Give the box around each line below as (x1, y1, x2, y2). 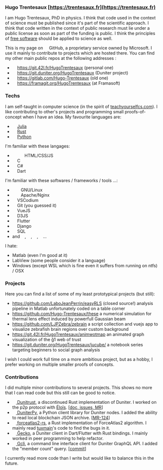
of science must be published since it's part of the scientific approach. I (5, 20, 149, 26)
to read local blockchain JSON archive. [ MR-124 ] (12, 415, 110, 421)
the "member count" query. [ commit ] (12, 446, 87, 452)
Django (17, 223, 32, 229)
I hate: (5, 243, 18, 249)
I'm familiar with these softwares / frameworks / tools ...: (5, 177, 118, 183)
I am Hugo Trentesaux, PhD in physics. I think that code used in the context (5, 15, 156, 21)
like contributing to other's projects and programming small (5, 108, 124, 114)
